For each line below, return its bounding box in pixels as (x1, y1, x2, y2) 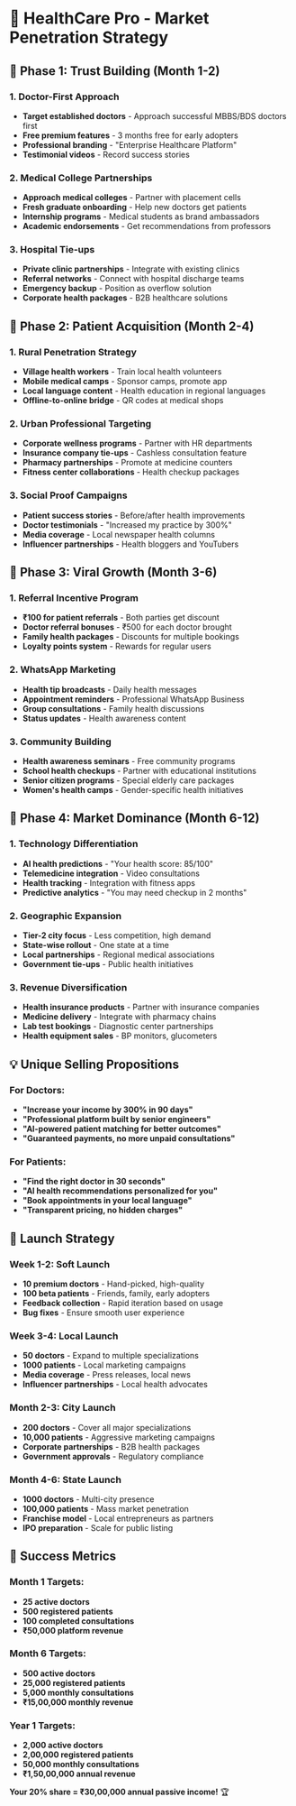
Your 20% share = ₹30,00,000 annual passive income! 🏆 (9, 1786, 229, 1798)
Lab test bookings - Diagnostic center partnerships (22, 1021, 214, 1032)
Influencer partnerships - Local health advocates (22, 1379, 209, 1390)
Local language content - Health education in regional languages (22, 385, 266, 396)
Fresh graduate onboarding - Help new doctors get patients (22, 202, 247, 213)
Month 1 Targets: (9, 1576, 85, 1589)
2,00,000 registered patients (22, 1749, 134, 1760)
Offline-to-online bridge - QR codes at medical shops (22, 395, 224, 406)
